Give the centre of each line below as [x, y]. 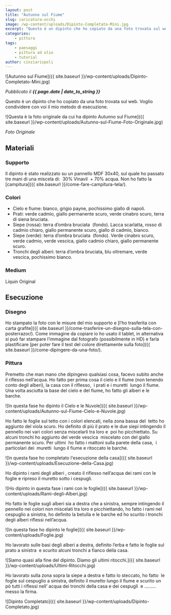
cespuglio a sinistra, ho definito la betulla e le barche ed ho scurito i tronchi [84, 514]
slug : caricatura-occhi [31, 19]
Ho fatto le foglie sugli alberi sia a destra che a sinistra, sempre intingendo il [85, 503]
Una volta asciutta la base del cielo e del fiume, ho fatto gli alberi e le [77, 390]
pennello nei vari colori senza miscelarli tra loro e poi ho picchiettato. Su [81, 432]
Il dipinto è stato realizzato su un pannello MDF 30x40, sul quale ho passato [85, 173]
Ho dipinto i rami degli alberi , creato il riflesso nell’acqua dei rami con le [81, 473]
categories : [18, 34]
